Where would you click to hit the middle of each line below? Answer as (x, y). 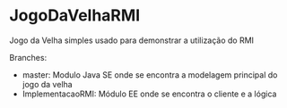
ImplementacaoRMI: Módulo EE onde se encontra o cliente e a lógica (149, 94)
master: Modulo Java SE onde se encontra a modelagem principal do (150, 75)
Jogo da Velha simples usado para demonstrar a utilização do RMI (131, 40)
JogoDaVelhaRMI (75, 16)
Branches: (28, 57)
